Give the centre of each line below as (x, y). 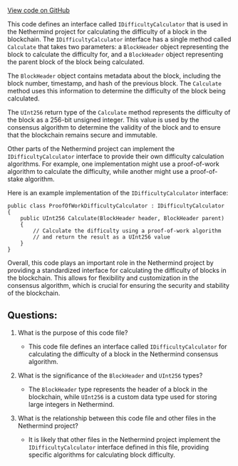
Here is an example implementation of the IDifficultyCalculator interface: (118, 193)
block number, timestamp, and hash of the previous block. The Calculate (115, 83)
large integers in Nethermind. (71, 404)
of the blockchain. (34, 293)
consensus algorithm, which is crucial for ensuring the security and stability (119, 285)
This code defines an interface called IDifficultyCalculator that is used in (118, 24)
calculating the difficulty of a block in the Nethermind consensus (123, 354)
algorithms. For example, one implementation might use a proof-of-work (113, 164)
